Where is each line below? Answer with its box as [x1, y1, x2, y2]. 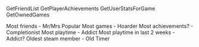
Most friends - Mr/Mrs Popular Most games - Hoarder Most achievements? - [6, 23, 194, 29]
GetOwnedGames [6, 11, 50, 18]
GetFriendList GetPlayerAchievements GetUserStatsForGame [6, 5, 156, 12]
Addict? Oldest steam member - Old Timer [6, 35, 110, 42]
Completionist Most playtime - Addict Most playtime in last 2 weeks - [6, 29, 175, 36]
